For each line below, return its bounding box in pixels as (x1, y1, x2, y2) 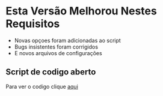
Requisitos (5, 17, 60, 31)
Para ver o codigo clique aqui (5, 83, 79, 90)
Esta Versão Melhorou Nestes (5, 4, 157, 18)
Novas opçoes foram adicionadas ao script (14, 37, 121, 44)
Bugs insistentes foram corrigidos (14, 43, 99, 50)
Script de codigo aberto (5, 67, 96, 77)
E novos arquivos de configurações (14, 49, 103, 56)
